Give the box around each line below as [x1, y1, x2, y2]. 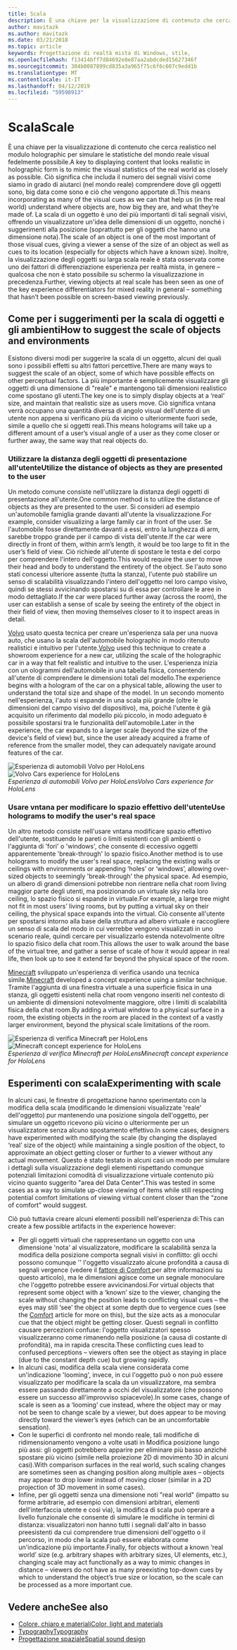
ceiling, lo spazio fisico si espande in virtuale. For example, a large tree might [8, 894, 230, 903]
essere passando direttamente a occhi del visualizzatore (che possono [18, 1385, 224, 1394]
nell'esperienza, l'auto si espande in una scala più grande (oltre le [8, 696, 199, 705]
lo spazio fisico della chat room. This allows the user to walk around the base [8, 940, 229, 948]
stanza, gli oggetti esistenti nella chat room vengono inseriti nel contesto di [8, 990, 225, 999]
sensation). [18, 1423, 51, 1432]
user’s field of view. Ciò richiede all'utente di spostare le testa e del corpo [8, 547, 221, 556]
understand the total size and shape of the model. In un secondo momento [8, 688, 224, 697]
